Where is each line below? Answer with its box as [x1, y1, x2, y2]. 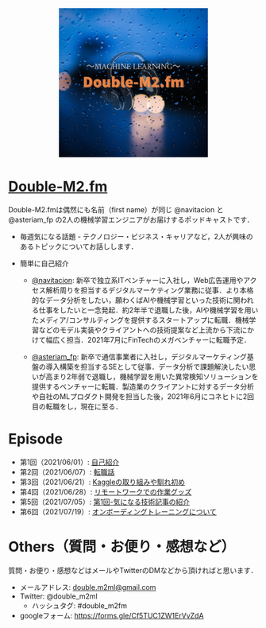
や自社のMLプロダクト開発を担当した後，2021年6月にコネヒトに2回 [31, 391, 254, 401]
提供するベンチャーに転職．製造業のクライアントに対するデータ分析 [31, 382, 254, 391]
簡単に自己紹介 [19, 258, 69, 268]
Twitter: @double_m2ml [19, 591, 98, 601]
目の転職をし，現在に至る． [31, 401, 123, 411]
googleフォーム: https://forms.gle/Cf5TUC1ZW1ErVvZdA [19, 611, 204, 620]
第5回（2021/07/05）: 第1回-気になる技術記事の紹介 [19, 497, 191, 506]
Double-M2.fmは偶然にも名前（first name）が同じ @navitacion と [8, 204, 224, 214]
